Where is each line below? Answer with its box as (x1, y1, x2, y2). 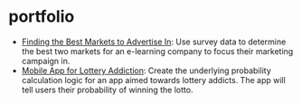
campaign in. (21, 55, 71, 66)
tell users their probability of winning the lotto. (21, 84, 193, 95)
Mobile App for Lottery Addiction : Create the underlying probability (21, 65, 272, 76)
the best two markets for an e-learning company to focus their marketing (21, 45, 294, 56)
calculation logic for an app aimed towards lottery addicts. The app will (21, 74, 286, 85)
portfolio (8, 6, 75, 27)
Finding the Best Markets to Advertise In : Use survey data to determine (21, 36, 287, 47)
